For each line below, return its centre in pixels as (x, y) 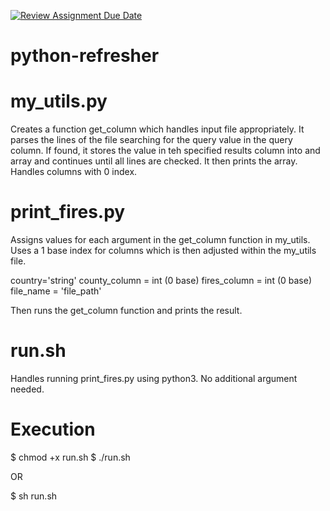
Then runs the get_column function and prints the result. (126, 311)
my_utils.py (59, 101)
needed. (27, 389)
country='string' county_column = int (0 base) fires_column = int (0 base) (161, 281)
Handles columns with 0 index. (74, 172)
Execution (53, 429)
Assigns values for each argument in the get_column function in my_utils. (160, 240)
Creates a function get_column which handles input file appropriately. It (157, 129)
